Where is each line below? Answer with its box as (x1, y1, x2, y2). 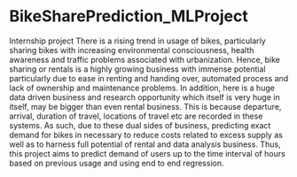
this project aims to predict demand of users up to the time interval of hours (9, 148, 285, 158)
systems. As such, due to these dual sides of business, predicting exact (9, 119, 271, 130)
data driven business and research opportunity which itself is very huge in (9, 91, 281, 103)
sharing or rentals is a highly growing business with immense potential (9, 64, 266, 74)
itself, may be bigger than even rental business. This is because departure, (9, 101, 282, 112)
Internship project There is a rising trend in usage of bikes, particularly (9, 35, 266, 46)
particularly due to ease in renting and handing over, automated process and (9, 73, 289, 83)
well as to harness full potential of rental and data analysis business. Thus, (9, 139, 281, 150)
